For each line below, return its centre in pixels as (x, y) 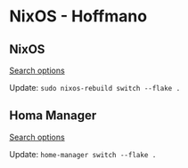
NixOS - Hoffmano (78, 16)
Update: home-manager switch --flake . (83, 154)
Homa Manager (53, 116)
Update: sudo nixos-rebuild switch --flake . (95, 88)
